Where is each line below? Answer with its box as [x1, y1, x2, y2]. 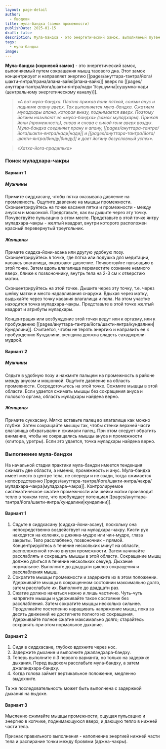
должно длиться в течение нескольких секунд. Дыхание [12, 558, 133, 564]
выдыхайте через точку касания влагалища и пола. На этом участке [5, 296, 150, 301]
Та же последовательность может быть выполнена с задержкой [5, 685, 142, 691]
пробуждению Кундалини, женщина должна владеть [5, 331, 118, 338]
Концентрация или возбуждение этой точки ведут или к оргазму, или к [5, 316, 156, 322]
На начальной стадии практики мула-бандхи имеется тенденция [5, 462, 142, 468]
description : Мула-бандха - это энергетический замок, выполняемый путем [5, 35, 161, 40]
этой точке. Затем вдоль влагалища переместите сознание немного [5, 265, 150, 271]
